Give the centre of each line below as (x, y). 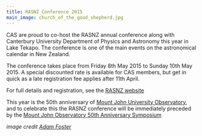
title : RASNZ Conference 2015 (45, 12)
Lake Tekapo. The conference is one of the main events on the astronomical (101, 47)
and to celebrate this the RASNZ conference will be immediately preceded (99, 108)
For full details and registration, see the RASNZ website (75, 90)
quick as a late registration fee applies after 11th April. (73, 79)
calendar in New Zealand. (39, 54)
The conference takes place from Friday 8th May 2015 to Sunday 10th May (99, 66)
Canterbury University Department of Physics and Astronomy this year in (98, 41)
